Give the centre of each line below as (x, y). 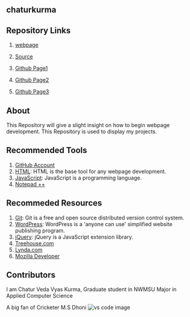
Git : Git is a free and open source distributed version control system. (100, 218)
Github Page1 (31, 68)
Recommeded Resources (54, 203)
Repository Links (38, 30)
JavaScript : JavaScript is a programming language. (78, 178)
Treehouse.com (34, 243)
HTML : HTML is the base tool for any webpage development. (90, 171)
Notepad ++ (30, 184)
